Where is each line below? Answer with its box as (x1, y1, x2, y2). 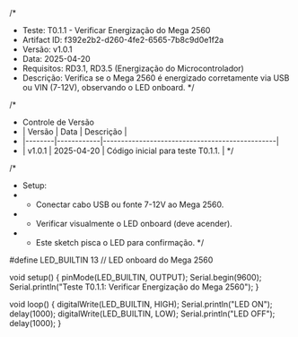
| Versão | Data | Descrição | (22, 126, 127, 137)
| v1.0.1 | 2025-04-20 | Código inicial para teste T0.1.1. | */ (22, 145, 234, 156)
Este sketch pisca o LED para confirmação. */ (35, 238, 205, 247)
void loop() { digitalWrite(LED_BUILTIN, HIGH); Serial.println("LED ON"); (9, 299, 273, 309)
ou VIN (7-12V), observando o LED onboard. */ (22, 82, 195, 92)
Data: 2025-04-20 (22, 54, 92, 64)
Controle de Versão (22, 117, 94, 127)
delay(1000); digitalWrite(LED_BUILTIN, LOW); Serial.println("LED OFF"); (9, 308, 276, 319)
